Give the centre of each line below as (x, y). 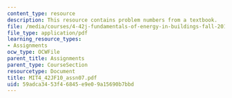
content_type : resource (41, 13)
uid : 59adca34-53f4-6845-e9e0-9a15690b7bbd (71, 84)
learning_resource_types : (44, 39)
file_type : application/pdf (48, 33)
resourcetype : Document (41, 71)
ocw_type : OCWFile (33, 52)
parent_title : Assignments (46, 59)
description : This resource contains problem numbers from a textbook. (112, 20)
